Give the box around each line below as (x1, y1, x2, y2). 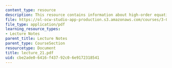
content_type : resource (5, 7, 56, 13)
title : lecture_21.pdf (5, 50, 54, 55)
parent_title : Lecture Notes (5, 36, 68, 41)
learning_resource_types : (5, 27, 60, 32)
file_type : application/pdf (5, 21, 66, 27)
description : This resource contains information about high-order (5, 12, 153, 17)
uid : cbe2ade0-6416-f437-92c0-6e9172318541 (5, 55, 100, 60)
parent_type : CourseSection (5, 41, 66, 46)
